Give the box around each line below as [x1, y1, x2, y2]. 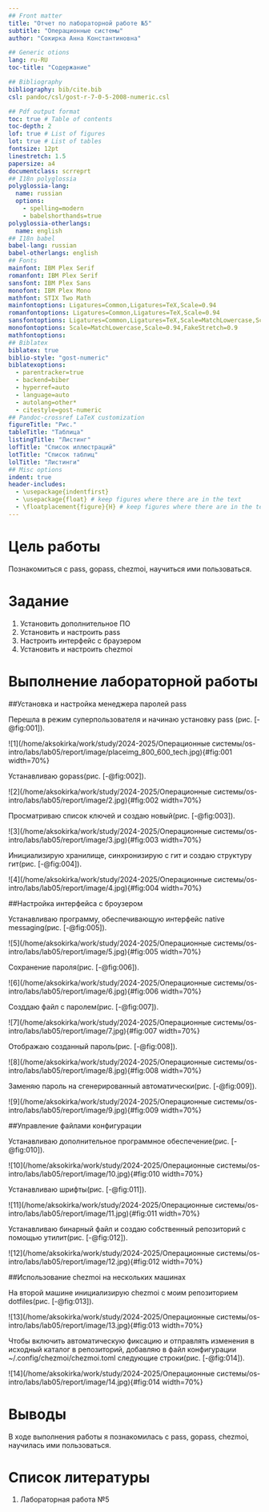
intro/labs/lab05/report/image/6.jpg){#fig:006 [8, 986, 159, 996]
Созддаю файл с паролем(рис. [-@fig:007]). [8, 1002, 159, 1011]
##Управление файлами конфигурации [8, 1120, 142, 1130]
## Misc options [8, 465, 62, 474]
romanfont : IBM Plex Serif [8, 271, 98, 279]
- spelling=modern [22, 205, 84, 213]
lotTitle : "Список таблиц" [8, 450, 98, 458]
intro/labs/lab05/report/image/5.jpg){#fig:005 [8, 946, 159, 956]
